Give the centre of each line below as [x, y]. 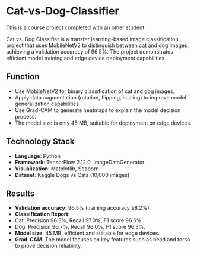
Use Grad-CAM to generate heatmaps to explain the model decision [98, 110]
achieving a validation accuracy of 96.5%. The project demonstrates [90, 51]
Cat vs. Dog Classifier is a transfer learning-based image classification [92, 39]
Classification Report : [42, 214]
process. [26, 116]
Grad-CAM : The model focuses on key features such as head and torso [102, 240]
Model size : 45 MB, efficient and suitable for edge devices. [87, 233]
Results [20, 193]
